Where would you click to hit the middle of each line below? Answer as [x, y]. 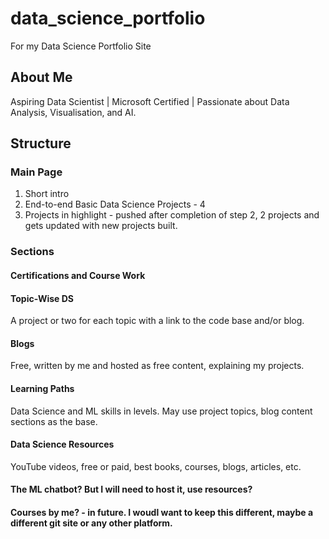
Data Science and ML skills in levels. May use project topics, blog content [161, 411]
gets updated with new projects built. [101, 226]
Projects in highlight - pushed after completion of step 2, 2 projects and [172, 215]
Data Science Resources [62, 444]
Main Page [36, 172]
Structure [41, 143]
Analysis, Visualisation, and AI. [73, 112]
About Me [41, 77]
